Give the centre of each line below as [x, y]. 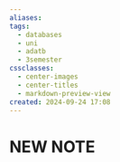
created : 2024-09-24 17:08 [60, 102]
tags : [19, 26]
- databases [40, 34]
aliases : [26, 18]
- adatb [32, 52]
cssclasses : [32, 69]
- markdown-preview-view [64, 93]
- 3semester [40, 60]
